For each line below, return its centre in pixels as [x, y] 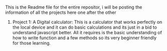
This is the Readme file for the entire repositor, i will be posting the [74, 7]
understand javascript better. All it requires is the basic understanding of [87, 32]
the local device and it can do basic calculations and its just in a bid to [85, 27]
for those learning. [32, 43]
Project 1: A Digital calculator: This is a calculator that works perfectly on [87, 22]
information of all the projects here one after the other [61, 12]
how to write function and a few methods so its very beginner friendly [85, 38]
